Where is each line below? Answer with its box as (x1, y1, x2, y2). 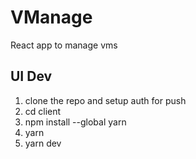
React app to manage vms (10, 39, 118, 51)
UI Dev (10, 68, 53, 85)
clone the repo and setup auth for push (24, 94, 187, 106)
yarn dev (24, 137, 62, 149)
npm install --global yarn (24, 116, 127, 128)
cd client (24, 105, 62, 117)
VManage (10, 6, 93, 29)
